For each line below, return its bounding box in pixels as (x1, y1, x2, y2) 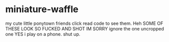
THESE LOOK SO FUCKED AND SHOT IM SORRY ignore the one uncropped (5, 25, 164, 31)
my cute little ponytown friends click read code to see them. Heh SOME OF (5, 20, 164, 26)
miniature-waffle (5, 4, 78, 15)
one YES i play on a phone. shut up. (5, 31, 80, 37)
